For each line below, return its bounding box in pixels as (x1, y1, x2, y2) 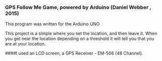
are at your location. (5, 41, 46, 47)
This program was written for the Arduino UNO (5, 21, 100, 27)
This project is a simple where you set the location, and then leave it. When (5, 31, 158, 37)
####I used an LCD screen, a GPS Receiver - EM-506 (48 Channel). (5, 50, 143, 56)
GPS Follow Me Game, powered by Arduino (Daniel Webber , (5, 4, 152, 11)
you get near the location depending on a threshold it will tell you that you (5, 36, 154, 41)
